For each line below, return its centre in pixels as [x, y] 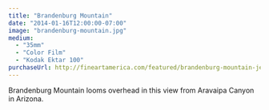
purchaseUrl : [30, 68]
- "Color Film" [41, 53]
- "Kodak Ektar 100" [50, 61]
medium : [21, 38]
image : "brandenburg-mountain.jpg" [68, 30]
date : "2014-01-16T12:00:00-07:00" [68, 23]
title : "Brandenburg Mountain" [60, 16]
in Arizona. [26, 98]
